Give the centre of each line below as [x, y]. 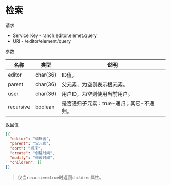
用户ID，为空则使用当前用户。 [97, 94]
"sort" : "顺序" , [26, 148]
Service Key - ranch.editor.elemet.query [54, 35]
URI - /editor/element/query [42, 41]
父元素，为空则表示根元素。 [95, 84]
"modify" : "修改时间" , [32, 158]
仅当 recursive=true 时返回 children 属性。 [61, 177]
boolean [45, 107]
